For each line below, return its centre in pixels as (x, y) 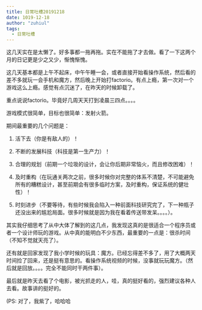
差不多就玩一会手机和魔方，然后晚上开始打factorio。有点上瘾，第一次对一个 (100, 80)
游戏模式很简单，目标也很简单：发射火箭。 (59, 113)
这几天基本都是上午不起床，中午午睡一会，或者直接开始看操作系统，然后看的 (101, 72)
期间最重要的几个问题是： (38, 126)
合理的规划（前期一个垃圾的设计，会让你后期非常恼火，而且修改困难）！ (104, 164)
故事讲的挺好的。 (43, 288)
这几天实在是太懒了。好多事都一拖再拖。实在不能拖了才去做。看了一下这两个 (101, 52)
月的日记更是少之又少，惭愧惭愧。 (48, 60)
